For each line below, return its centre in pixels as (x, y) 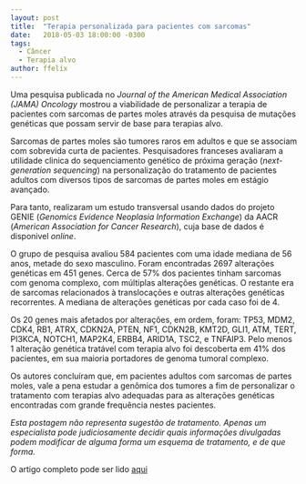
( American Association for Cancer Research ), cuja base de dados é (138, 226)
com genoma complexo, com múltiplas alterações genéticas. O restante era (152, 282)
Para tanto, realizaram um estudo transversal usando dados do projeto (143, 207)
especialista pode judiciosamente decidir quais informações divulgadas (146, 432)
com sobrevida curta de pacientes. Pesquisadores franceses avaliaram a (147, 150)
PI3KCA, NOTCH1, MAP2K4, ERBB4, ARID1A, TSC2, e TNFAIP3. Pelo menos (151, 338)
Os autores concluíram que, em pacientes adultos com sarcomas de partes (151, 376)
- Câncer (35, 52)
